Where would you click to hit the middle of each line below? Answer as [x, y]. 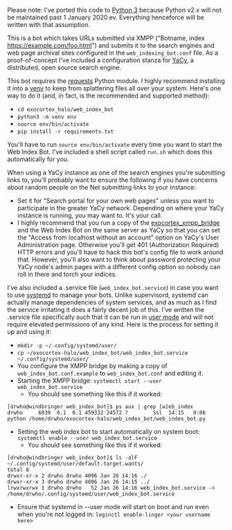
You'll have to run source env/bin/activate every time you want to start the [115, 144]
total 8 [18, 470]
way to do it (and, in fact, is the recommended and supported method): [108, 95]
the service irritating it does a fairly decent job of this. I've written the [106, 310]
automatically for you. [38, 159]
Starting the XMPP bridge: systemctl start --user [89, 381]
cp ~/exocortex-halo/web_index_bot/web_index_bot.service [102, 353]
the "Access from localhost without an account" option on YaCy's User [118, 237]
